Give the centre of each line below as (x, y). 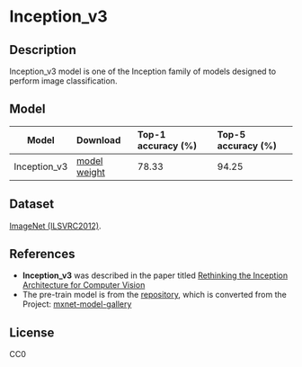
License (32, 332)
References (42, 254)
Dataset (32, 204)
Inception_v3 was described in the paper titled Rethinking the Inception (155, 275)
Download (98, 139)
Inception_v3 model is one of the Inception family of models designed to (143, 71)
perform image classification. (63, 81)
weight (91, 172)
